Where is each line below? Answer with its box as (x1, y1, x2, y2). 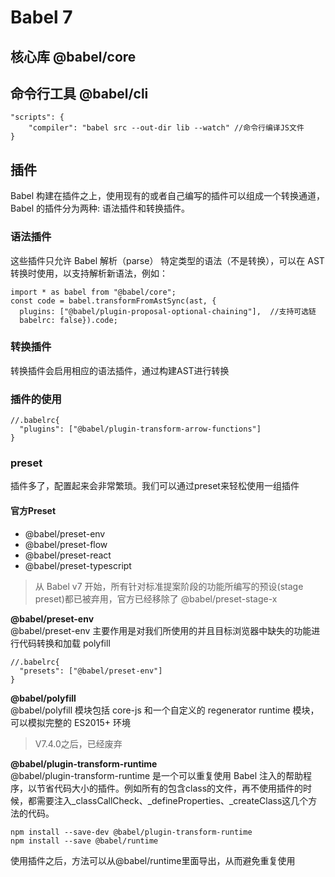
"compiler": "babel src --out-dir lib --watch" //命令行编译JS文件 (28, 123, 305, 133)
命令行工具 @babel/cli (10, 85, 149, 102)
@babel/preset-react (24, 549, 112, 561)
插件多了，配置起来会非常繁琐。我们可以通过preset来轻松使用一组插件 (10, 480, 300, 492)
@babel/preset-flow (24, 538, 108, 550)
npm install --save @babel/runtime (10, 836, 159, 846)
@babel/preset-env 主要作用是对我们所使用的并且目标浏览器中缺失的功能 (10, 624, 312, 636)
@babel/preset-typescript (24, 559, 132, 571)
